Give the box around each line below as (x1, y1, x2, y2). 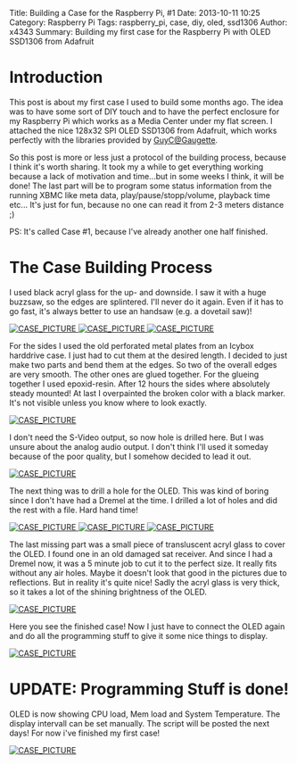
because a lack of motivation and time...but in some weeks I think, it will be (9, 170, 285, 181)
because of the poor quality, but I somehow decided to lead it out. (9, 451, 252, 461)
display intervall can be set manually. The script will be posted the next (9, 718, 270, 728)
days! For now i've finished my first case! (9, 727, 161, 738)
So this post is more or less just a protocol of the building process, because (9, 152, 287, 162)
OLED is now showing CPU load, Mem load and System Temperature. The (9, 709, 281, 719)
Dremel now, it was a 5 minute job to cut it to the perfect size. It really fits (9, 558, 277, 569)
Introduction (9, 67, 103, 87)
